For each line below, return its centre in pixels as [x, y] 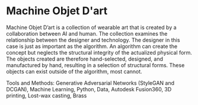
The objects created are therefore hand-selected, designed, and [84, 59]
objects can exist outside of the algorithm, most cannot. [74, 71]
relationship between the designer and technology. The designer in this [93, 40]
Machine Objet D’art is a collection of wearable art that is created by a [91, 27]
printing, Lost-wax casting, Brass [47, 96]
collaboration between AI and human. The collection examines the [87, 33]
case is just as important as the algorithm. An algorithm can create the [92, 46]
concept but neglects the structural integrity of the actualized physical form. [99, 52]
